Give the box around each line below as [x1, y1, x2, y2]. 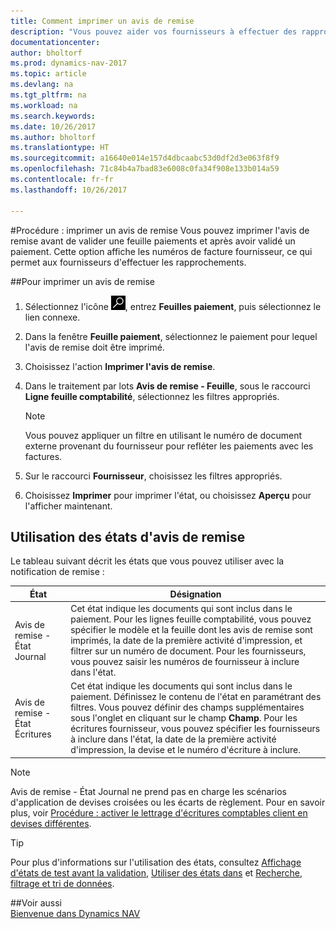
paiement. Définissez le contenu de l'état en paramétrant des [70, 691, 322, 703]
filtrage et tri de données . [10, 877, 115, 889]
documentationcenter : [10, 37, 101, 47]
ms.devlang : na [10, 80, 74, 90]
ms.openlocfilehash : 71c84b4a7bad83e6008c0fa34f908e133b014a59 [10, 164, 280, 174]
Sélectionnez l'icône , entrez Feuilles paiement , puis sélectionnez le [24, 300, 322, 312]
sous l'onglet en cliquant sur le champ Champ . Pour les [70, 712, 298, 724]
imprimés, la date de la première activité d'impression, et [70, 635, 303, 647]
